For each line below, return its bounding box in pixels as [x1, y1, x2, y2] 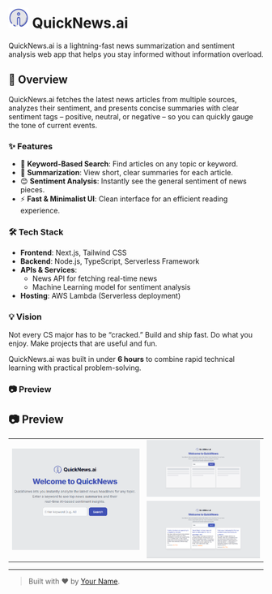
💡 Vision [8, 312, 42, 323]
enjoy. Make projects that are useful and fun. [8, 338, 158, 348]
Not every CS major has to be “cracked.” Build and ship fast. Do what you [8, 329, 253, 339]
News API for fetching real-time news [32, 273, 158, 283]
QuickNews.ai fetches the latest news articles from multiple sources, [8, 94, 237, 104]
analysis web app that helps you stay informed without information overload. [8, 49, 264, 59]
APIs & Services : [19, 265, 78, 275]
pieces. [19, 185, 45, 195]
